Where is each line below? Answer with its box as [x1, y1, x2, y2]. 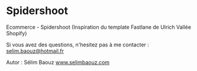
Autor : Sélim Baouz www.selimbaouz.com [6, 59, 110, 66]
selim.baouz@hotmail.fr [6, 47, 64, 54]
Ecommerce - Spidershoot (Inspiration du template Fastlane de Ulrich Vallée [6, 23, 191, 31]
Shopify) [6, 29, 27, 36]
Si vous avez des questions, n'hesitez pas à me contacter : [6, 41, 150, 48]
